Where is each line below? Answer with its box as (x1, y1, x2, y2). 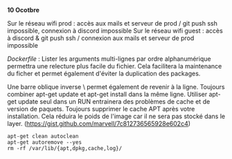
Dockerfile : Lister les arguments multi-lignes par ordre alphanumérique (7, 55, 211, 63)
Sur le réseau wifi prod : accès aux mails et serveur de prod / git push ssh (7, 19, 218, 27)
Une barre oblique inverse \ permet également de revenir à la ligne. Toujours (7, 83, 225, 91)
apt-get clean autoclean (7, 133, 79, 140)
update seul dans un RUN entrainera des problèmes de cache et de (18, 97, 211, 106)
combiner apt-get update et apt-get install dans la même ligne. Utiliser (7, 90, 208, 98)
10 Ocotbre (7, 6, 40, 14)
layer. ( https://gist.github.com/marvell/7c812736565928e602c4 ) (7, 120, 191, 127)
